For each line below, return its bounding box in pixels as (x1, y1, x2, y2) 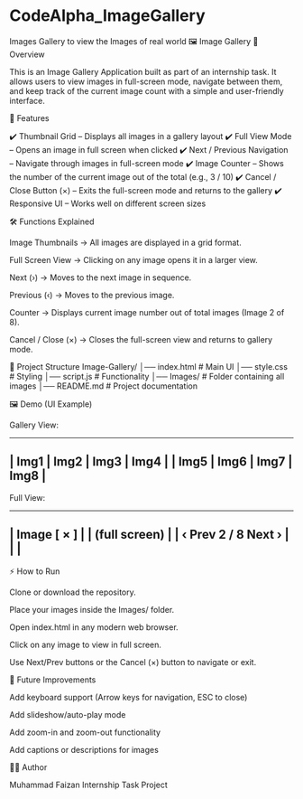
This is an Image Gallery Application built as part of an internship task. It (9, 66, 277, 77)
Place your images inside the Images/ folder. (9, 604, 175, 615)
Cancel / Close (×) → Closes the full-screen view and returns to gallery (9, 334, 273, 344)
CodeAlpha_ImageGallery (9, 5, 206, 26)
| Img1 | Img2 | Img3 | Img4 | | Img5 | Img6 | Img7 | (9, 454, 293, 470)
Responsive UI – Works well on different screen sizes (9, 198, 207, 209)
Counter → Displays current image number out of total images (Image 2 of (9, 306, 285, 317)
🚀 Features (9, 112, 50, 123)
